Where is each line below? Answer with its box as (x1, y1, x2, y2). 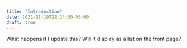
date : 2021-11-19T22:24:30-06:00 (6, 14, 89, 20)
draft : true (6, 19, 36, 25)
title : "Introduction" (6, 8, 63, 15)
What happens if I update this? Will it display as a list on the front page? (6, 36, 182, 43)
